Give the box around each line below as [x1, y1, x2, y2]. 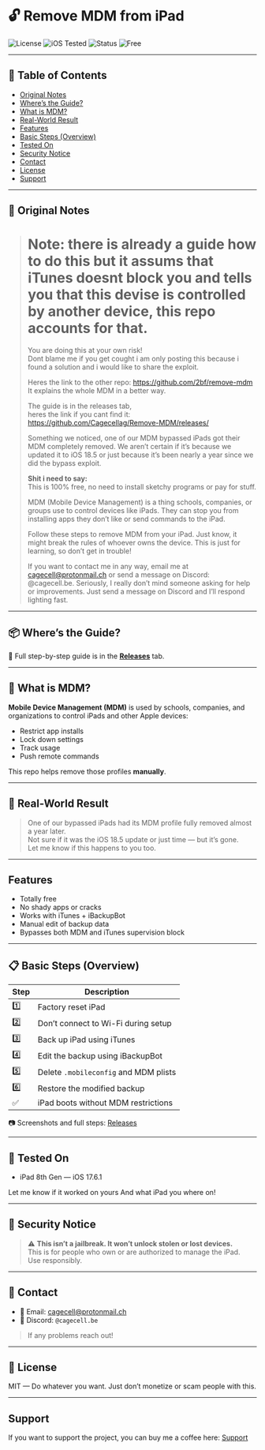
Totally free [19, 894, 57, 904]
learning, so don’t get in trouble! [27, 546, 132, 556]
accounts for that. [27, 320, 148, 337]
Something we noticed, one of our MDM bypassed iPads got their [27, 433, 241, 443]
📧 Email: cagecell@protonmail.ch [19, 1306, 127, 1316]
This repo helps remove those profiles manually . [8, 766, 167, 776]
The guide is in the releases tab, [27, 401, 132, 411]
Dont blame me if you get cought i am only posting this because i [27, 354, 239, 364]
